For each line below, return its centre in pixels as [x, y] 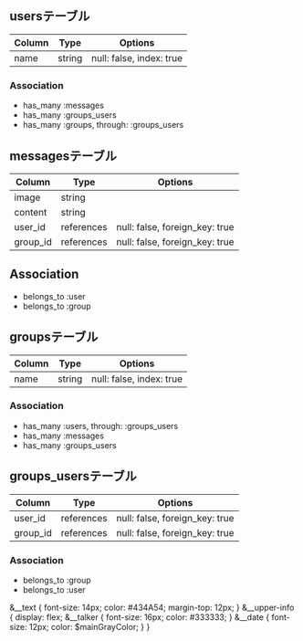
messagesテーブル [63, 156]
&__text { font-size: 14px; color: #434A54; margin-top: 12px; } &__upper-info [152, 607]
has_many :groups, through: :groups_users [103, 125]
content [31, 212]
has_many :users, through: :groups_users [100, 426]
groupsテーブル [54, 337]
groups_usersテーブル [73, 476]
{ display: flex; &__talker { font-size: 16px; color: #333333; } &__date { [140, 617]
